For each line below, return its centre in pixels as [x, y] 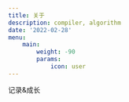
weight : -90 [56, 52]
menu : [17, 37]
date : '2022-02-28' [40, 30]
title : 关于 [26, 15]
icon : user [68, 67]
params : [49, 60]
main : [31, 45]
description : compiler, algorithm [65, 23]
